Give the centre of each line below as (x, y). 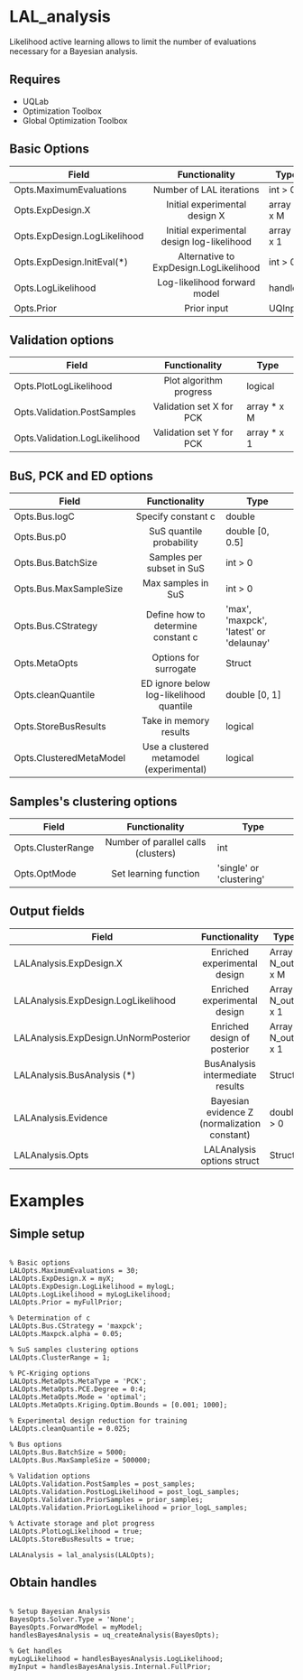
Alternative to (207, 256)
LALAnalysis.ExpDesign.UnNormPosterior (102, 1037)
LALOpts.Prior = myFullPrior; (66, 1302)
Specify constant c (176, 516)
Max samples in (176, 583)
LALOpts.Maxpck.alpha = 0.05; (66, 1333)
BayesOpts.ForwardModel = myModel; (76, 1627)
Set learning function (156, 873)
